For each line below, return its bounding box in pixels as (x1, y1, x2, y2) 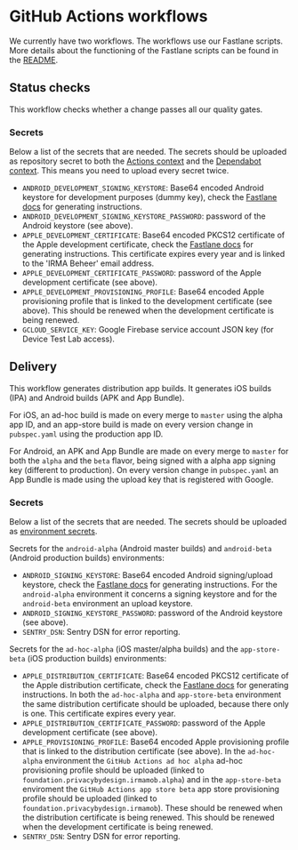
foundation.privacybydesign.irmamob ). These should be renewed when (21, 803, 283, 814)
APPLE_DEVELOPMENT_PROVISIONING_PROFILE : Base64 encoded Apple (21, 286, 265, 297)
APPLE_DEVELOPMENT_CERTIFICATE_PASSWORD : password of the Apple (21, 268, 262, 278)
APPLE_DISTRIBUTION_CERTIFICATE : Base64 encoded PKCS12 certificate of (21, 670, 289, 681)
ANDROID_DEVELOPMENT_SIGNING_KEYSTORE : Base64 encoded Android (21, 182, 264, 193)
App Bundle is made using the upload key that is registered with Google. (9, 474, 274, 485)
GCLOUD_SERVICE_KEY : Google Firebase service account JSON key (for (21, 325, 274, 335)
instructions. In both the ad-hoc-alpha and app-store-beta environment (21, 689, 282, 700)
